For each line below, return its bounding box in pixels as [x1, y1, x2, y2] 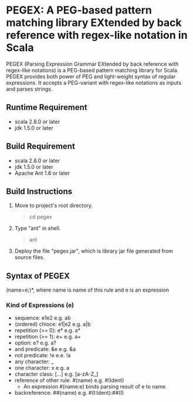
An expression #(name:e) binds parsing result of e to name [23, 383, 166, 390]
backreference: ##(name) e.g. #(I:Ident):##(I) [14, 389, 124, 397]
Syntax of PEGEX [6, 271, 70, 281]
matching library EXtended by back [6, 16, 182, 29]
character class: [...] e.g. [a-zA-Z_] [14, 371, 99, 378]
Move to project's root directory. [14, 202, 93, 209]
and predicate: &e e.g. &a [14, 346, 76, 353]
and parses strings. [6, 85, 53, 92]
